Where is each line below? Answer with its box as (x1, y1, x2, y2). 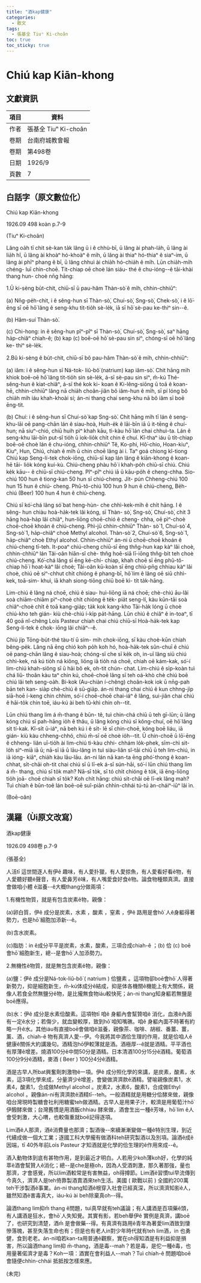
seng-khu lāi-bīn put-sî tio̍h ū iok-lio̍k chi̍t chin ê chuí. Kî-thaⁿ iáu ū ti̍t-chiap (6, 434, 193, 441)
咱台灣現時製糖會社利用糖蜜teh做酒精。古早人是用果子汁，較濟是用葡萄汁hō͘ (6, 1098, 194, 1105)
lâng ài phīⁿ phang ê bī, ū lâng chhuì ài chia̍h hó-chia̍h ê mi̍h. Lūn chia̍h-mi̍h (6, 258, 193, 266)
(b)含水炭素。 (6, 929, 40, 936)
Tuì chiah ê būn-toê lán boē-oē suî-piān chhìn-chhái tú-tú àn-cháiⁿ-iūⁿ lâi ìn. (6, 781, 195, 789)
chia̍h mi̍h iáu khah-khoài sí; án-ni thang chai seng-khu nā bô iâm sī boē (6, 394, 185, 401)
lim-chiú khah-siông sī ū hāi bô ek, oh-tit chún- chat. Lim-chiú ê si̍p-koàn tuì (6, 664, 195, 672)
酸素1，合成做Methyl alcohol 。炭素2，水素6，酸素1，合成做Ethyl (20, 1083, 181, 1090)
